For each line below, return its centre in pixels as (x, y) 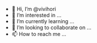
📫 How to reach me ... (39, 34)
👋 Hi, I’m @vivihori (34, 9)
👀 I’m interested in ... (36, 15)
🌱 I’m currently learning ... (43, 21)
